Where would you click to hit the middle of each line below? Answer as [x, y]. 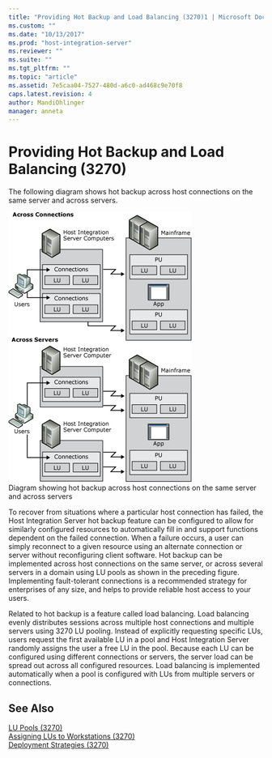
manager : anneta [36, 111]
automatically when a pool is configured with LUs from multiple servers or [132, 674]
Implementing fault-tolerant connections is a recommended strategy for [128, 581]
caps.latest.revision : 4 [50, 94]
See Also [31, 708]
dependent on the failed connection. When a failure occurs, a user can [126, 538]
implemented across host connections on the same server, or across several [136, 564]
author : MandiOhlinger [47, 102]
